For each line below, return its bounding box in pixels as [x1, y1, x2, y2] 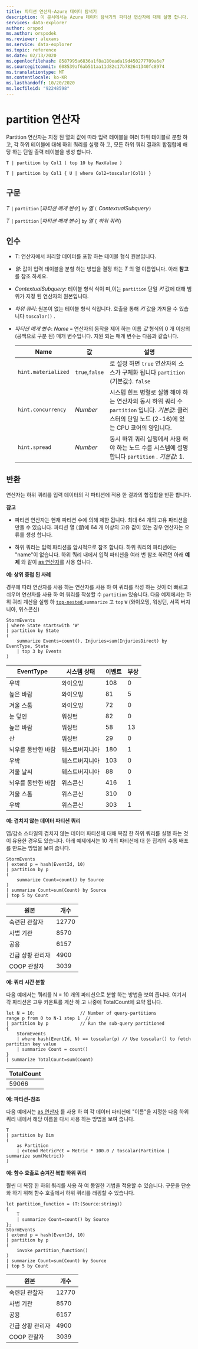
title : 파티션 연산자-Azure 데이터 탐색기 [6, 8, 97, 15]
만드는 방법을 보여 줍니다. [12, 845, 71, 852]
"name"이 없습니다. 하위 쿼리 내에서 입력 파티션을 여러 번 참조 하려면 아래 [14, 551, 184, 558]
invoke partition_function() [16, 1247, 88, 1254]
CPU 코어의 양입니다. [116, 423, 172, 432]
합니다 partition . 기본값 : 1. [109, 452, 184, 461]
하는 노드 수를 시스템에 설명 [116, 444, 189, 452]
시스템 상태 [65, 668, 95, 676]
